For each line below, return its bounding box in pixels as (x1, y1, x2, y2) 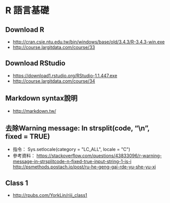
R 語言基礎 (5, 5, 50, 16)
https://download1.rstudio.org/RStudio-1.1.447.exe (12, 72, 117, 79)
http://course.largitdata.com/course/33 (12, 44, 95, 50)
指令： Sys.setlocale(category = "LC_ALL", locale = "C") (12, 146, 131, 153)
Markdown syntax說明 (5, 94, 78, 103)
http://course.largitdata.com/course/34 (12, 78, 95, 84)
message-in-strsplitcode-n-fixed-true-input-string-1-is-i (12, 159, 132, 165)
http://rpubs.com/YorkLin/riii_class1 (12, 192, 88, 198)
